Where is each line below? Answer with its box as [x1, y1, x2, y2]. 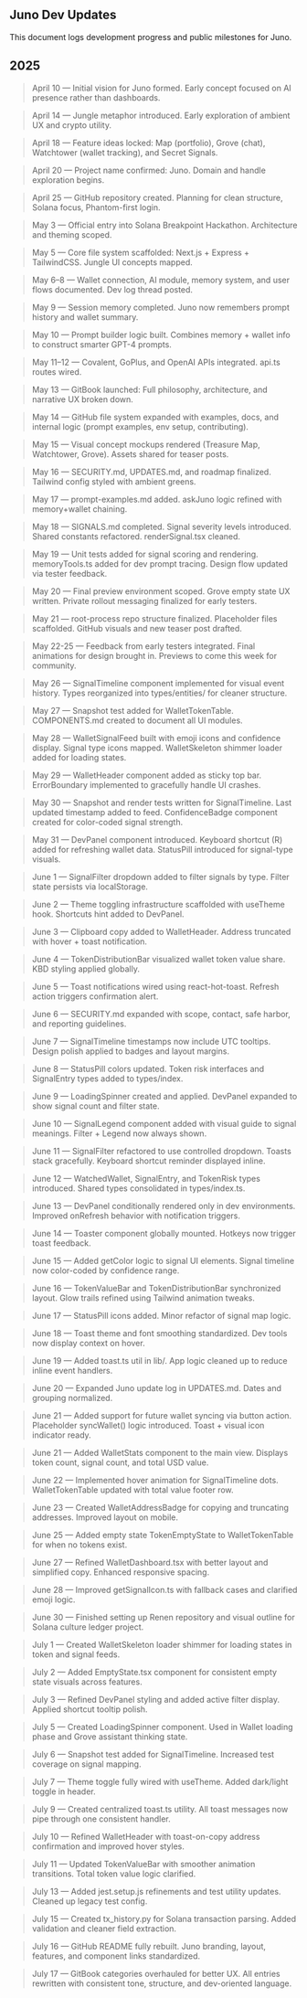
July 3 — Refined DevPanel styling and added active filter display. [31, 1694, 281, 1705]
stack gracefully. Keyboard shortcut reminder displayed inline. [31, 1155, 266, 1166]
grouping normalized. [31, 1392, 113, 1403]
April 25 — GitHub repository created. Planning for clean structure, [31, 192, 283, 203]
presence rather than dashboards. [31, 91, 161, 103]
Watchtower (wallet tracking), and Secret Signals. [31, 146, 218, 158]
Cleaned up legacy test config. [31, 1896, 148, 1907]
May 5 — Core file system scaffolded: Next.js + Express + [31, 247, 249, 258]
